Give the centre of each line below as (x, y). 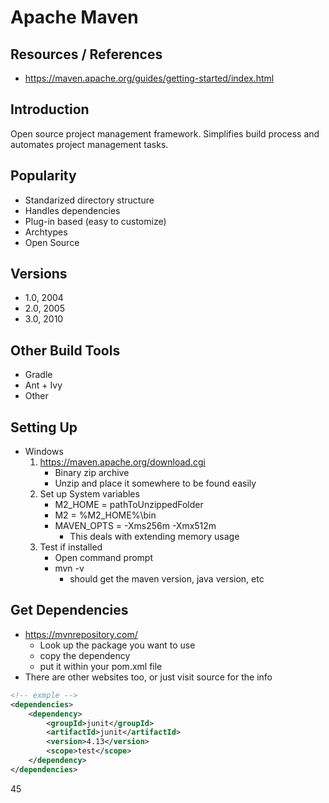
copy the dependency (85, 655)
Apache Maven (74, 17)
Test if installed (71, 547)
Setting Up (44, 427)
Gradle (38, 375)
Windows (44, 452)
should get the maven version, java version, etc (167, 579)
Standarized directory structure (89, 200)
